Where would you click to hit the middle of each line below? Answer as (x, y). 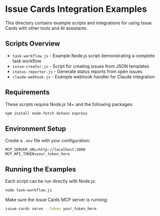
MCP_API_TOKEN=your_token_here (38, 154)
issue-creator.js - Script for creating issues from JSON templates (81, 66)
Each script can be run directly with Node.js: (50, 181)
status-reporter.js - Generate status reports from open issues (77, 71)
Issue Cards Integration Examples (76, 9)
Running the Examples (40, 169)
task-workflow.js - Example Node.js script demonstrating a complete (83, 55)
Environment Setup (36, 129)
